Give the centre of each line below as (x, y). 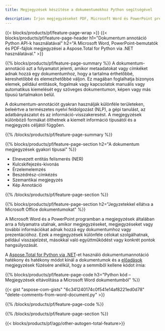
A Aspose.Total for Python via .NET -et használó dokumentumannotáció (77, 255)
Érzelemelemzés (29, 169)
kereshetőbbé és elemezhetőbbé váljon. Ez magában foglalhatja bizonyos (80, 79)
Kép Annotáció (27, 185)
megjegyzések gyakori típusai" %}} (41, 149)
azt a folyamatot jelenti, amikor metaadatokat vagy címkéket (87, 68)
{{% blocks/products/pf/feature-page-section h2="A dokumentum (72, 144)
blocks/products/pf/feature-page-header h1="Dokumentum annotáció (76, 38)
